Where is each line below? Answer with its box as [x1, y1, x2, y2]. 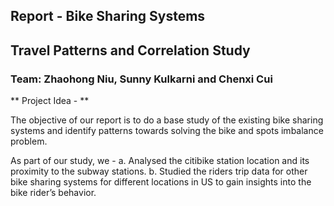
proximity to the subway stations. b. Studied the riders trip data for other [10, 165, 308, 178]
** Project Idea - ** [10, 95, 90, 107]
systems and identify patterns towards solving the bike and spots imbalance [10, 125, 324, 137]
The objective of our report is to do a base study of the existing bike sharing [10, 114, 324, 126]
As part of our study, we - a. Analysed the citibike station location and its [10, 155, 310, 167]
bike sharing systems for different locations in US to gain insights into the [10, 176, 312, 188]
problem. [10, 135, 48, 148]
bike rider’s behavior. [10, 187, 97, 199]
